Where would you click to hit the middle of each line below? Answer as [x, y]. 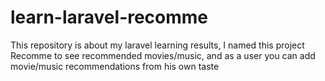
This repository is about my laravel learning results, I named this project [157, 45]
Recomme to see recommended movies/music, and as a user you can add [163, 55]
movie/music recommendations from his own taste [115, 66]
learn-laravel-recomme [109, 17]
